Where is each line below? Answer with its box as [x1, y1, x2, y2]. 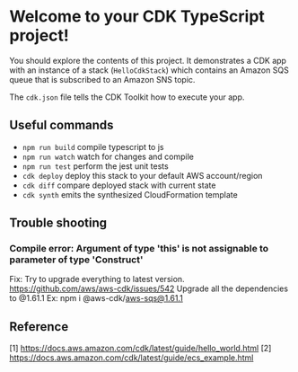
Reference [9, 319, 69, 334]
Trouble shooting [9, 216, 108, 231]
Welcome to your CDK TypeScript [9, 6, 265, 27]
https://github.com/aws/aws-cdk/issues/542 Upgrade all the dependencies [9, 283, 289, 294]
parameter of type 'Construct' [9, 253, 144, 266]
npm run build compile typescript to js [22, 141, 164, 152]
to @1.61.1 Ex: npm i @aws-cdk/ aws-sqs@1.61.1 [9, 293, 184, 304]
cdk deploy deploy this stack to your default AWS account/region [22, 170, 263, 181]
